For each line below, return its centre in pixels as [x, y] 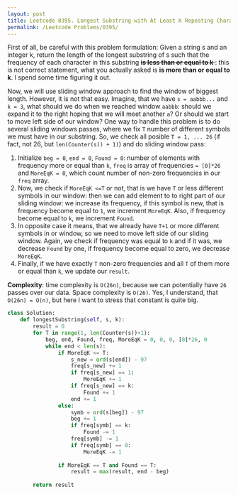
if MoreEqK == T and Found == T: [107, 465]
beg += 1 [84, 419]
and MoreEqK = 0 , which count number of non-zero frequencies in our [119, 173]
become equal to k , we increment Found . [76, 218]
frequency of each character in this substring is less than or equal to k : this [118, 63]
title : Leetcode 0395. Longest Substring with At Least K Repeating [110, 21]
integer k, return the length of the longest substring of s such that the [108, 55]
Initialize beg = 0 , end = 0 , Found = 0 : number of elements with [109, 158]
